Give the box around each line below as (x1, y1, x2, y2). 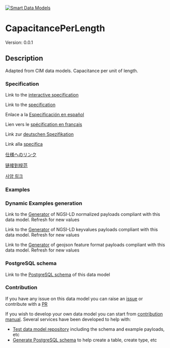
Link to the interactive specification (5, 92, 79, 98)
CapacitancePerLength (5, 23, 106, 34)
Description (5, 54, 43, 63)
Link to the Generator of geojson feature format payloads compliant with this (5, 242, 165, 248)
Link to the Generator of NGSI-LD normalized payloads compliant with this (5, 211, 160, 217)
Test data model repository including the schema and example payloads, (12, 326, 165, 332)
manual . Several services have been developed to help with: (5, 316, 131, 322)
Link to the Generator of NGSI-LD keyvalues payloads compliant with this (5, 227, 158, 233)
